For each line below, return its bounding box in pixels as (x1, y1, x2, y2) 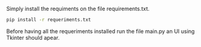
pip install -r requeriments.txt (6, 17, 91, 23)
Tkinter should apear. (6, 34, 60, 41)
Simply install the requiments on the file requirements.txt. (6, 5, 150, 12)
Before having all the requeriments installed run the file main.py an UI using (6, 27, 195, 35)
